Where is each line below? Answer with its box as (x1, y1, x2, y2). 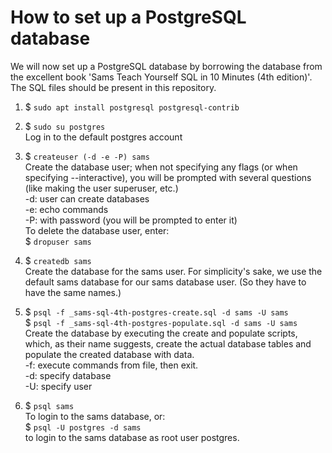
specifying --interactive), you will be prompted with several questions (24, 171, 312, 183)
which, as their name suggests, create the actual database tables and (24, 337, 312, 350)
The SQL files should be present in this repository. (10, 81, 217, 93)
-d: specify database (24, 369, 112, 381)
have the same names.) (24, 286, 122, 298)
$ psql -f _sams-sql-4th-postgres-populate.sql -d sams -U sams (24, 316, 298, 328)
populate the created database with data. (24, 348, 195, 360)
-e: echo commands (24, 203, 109, 215)
